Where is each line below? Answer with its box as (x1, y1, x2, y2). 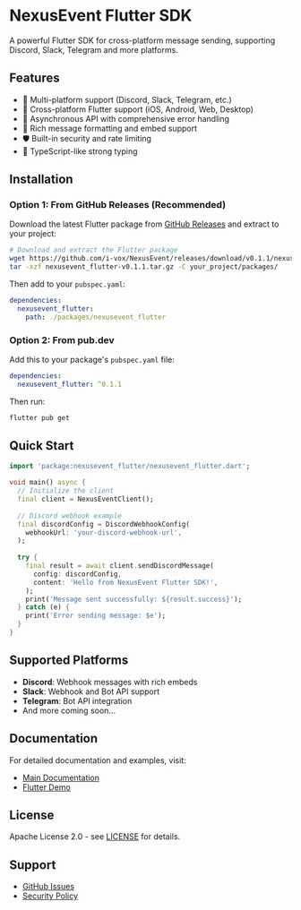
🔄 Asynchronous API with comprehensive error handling (21, 113, 230, 124)
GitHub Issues (21, 881, 74, 892)
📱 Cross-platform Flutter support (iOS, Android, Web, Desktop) (21, 104, 254, 115)
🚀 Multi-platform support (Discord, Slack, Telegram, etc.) (21, 94, 233, 105)
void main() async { (9, 478, 87, 487)
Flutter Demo (21, 781, 72, 793)
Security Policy (21, 890, 79, 901)
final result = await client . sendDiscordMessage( (25, 562, 215, 571)
